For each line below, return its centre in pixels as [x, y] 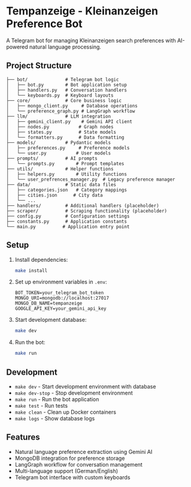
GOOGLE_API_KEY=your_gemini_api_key [60, 309]
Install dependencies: [41, 259]
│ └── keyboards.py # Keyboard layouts [60, 95]
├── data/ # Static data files [61, 184]
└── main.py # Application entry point [68, 226]
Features [23, 437]
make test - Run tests [41, 406]
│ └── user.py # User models [59, 153]
